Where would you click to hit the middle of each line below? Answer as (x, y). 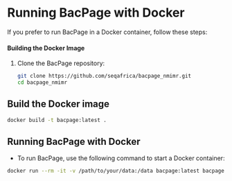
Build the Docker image (58, 104)
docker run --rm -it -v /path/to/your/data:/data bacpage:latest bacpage (116, 171)
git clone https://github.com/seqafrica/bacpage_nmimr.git (104, 76)
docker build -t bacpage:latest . (57, 120)
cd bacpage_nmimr (42, 83)
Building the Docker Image (46, 48)
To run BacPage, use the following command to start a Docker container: (121, 158)
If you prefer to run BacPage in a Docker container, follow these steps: (107, 32)
